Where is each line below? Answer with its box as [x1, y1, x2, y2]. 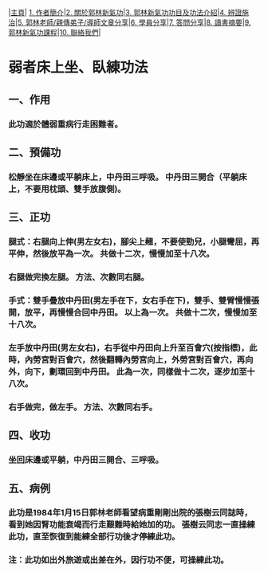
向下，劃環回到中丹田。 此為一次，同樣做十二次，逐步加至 [24, 366, 247, 377]
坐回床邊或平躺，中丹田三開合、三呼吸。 [8, 454, 164, 465]
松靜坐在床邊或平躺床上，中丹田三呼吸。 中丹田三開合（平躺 [8, 171, 239, 182]
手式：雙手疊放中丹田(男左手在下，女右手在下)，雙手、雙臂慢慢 [8, 295, 251, 306]
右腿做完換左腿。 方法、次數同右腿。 [8, 272, 149, 283]
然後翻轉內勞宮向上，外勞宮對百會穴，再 [89, 354, 246, 365]
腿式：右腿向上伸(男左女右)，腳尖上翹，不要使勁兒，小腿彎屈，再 [8, 237, 260, 248]
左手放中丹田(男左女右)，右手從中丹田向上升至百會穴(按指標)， [8, 342, 250, 353]
